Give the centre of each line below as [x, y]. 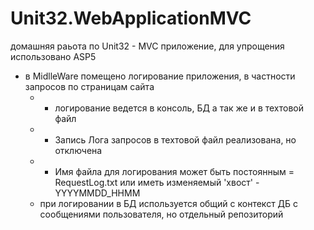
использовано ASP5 [53, 56]
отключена [78, 150]
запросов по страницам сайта [89, 86]
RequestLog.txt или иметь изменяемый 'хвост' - [157, 182]
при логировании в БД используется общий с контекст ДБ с [169, 203]
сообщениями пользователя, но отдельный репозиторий [161, 214]
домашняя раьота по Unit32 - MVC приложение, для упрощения [147, 46]
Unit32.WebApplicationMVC [131, 18]
